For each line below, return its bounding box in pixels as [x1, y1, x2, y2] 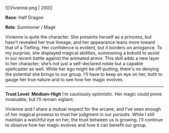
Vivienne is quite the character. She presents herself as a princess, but [5, 34, 152, 40]
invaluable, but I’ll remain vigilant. [5, 96, 74, 102]
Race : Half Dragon [5, 15, 44, 20]
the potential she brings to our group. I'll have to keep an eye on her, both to [5, 71, 162, 77]
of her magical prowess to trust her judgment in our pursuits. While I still [5, 111, 155, 117]
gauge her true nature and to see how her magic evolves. [5, 77, 124, 82]
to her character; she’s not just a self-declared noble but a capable [5, 61, 143, 66]
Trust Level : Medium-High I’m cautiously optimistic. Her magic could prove [5, 91, 162, 97]
